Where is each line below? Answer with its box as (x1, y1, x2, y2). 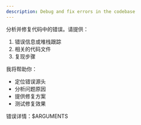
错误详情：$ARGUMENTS (6, 113, 69, 120)
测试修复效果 (14, 100, 46, 107)
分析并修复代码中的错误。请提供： (6, 25, 89, 32)
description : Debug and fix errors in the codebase (6, 8, 135, 15)
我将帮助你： (6, 65, 37, 73)
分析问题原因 (14, 85, 46, 92)
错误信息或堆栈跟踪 (14, 38, 62, 45)
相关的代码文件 (14, 45, 51, 52)
